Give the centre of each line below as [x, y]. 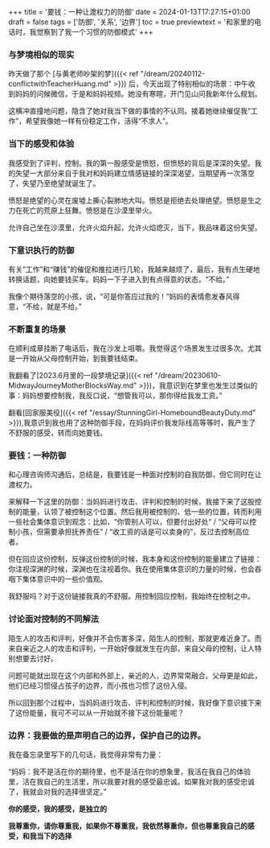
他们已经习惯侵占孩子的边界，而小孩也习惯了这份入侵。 [100, 685]
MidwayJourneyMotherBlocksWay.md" [73, 385]
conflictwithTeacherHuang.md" [60, 84]
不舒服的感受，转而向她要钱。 [57, 433]
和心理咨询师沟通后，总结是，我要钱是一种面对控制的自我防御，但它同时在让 [135, 475]
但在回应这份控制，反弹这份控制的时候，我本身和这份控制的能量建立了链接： [135, 559]
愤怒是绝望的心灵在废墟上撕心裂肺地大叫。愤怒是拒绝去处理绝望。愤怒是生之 [135, 200]
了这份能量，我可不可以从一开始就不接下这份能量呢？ [96, 712]
